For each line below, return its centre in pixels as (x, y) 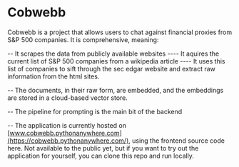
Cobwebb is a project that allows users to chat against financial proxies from (120, 32)
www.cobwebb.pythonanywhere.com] (66, 133)
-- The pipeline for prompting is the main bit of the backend (95, 111)
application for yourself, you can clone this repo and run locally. (101, 156)
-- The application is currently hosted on (67, 125)
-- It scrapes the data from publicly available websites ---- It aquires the (113, 54)
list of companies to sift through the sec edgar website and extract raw (112, 69)
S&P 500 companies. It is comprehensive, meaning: (83, 39)
